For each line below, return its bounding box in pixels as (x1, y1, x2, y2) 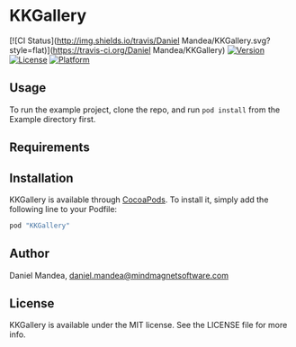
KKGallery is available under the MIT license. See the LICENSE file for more (9, 320, 288, 331)
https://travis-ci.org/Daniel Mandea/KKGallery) (52, 44, 226, 55)
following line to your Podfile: (9, 203, 118, 214)
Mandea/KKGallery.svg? (181, 35, 271, 46)
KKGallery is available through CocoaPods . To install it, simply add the (9, 194, 269, 205)
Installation (9, 170, 74, 185)
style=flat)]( (9, 44, 54, 55)
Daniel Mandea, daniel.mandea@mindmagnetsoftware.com (9, 270, 229, 280)
